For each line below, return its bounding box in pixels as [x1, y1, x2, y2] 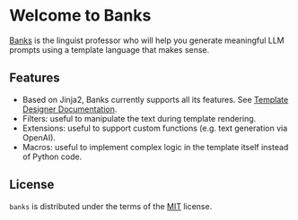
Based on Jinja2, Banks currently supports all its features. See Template [22, 94, 289, 105]
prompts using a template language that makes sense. [9, 44, 210, 55]
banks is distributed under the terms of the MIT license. [9, 200, 213, 211]
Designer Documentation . [22, 104, 118, 114]
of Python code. [22, 151, 83, 162]
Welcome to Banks [9, 5, 152, 26]
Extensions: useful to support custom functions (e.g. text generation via [22, 123, 288, 133]
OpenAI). [22, 131, 57, 143]
